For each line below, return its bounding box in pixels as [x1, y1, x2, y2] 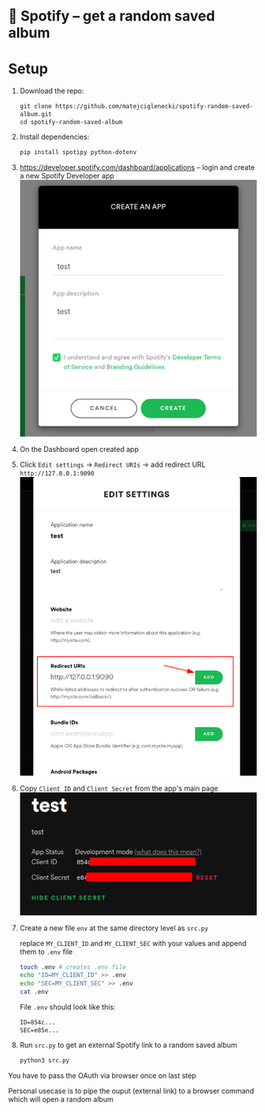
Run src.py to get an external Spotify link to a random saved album [19, 1040, 238, 1050]
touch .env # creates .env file [19, 963, 126, 971]
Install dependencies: [19, 132, 90, 141]
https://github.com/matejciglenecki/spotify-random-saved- [54, 103, 254, 111]
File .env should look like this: [19, 1002, 116, 1012]
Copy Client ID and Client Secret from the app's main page [19, 783, 218, 793]
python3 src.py [19, 1057, 70, 1065]
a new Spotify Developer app [19, 171, 114, 180]
